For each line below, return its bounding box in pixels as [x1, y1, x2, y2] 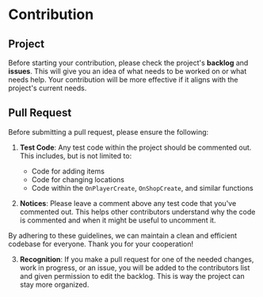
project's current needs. [8, 83, 87, 93]
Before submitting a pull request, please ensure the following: [8, 127, 209, 136]
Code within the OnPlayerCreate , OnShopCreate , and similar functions [31, 183, 253, 192]
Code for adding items [31, 166, 105, 176]
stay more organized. [19, 280, 90, 289]
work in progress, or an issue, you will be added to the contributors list [19, 263, 250, 272]
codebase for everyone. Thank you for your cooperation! [8, 239, 194, 249]
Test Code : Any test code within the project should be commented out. [19, 143, 252, 152]
